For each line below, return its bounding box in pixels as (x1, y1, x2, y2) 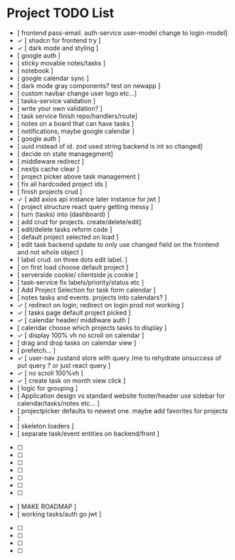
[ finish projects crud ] (16, 187, 83, 196)
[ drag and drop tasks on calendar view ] (16, 338, 137, 347)
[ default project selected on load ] (16, 233, 119, 241)
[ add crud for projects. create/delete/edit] (16, 217, 142, 226)
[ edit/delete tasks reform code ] (16, 225, 113, 233)
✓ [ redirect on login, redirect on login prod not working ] (16, 300, 184, 309)
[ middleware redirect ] (16, 157, 85, 165)
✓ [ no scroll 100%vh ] (16, 369, 83, 377)
